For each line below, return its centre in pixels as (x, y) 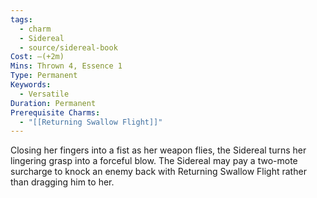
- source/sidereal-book (68, 47)
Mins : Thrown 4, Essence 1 (66, 66)
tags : (21, 19)
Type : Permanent (44, 76)
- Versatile (44, 94)
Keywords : (31, 85)
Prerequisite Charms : (55, 112)
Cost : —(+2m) (37, 57)
